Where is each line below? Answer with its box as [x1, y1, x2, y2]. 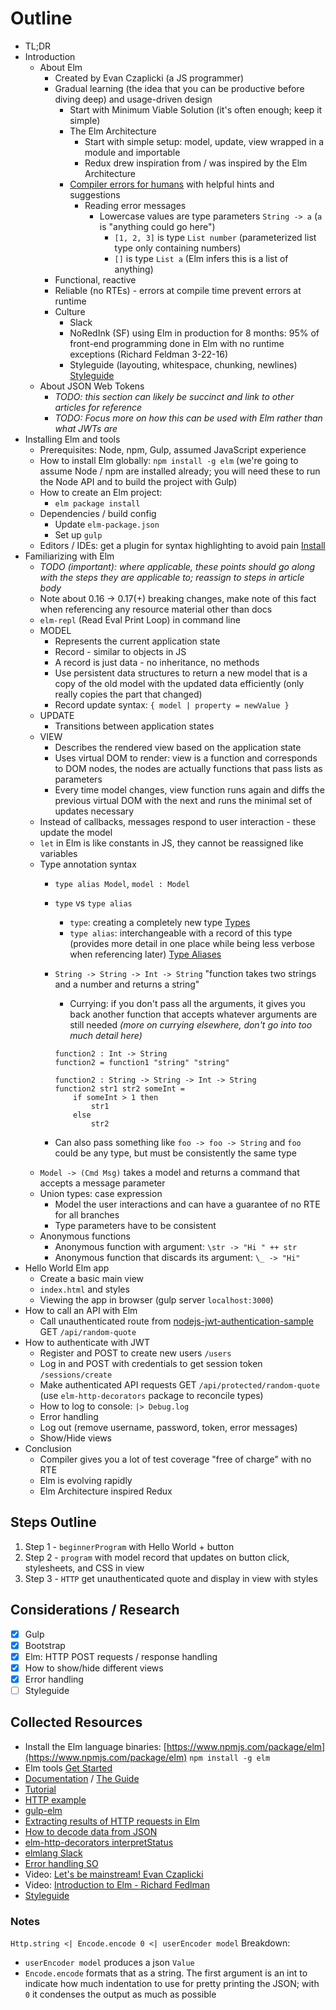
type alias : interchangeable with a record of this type [69, 927, 293, 939]
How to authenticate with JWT [24, 1336, 150, 1348]
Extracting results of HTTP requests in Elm [24, 1815, 200, 1827]
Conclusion [24, 1442, 72, 1454]
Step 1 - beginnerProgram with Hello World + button [24, 1540, 235, 1552]
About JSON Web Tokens [39, 380, 145, 392]
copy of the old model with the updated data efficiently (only [54, 677, 305, 689]
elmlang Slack [24, 1847, 83, 1859]
